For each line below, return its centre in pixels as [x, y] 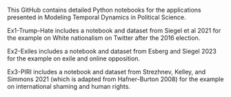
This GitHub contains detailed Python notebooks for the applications [104, 10]
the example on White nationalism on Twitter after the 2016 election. [104, 38]
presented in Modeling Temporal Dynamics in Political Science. [97, 17]
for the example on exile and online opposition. [73, 58]
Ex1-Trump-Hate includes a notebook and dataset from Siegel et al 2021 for [114, 31]
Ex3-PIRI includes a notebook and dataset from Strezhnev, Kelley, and [107, 72]
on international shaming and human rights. [69, 86]
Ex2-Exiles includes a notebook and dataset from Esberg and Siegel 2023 [112, 51]
